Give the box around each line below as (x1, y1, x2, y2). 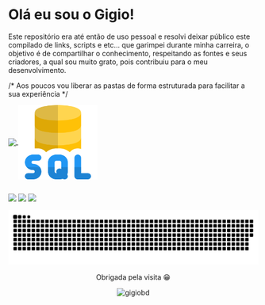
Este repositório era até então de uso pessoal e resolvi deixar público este (8, 32, 251, 41)
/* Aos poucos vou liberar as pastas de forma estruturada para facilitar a (8, 81, 246, 90)
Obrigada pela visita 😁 (96, 273, 171, 282)
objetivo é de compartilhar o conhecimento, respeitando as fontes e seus (8, 48, 248, 58)
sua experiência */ (8, 89, 69, 98)
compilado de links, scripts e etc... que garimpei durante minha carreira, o (8, 40, 250, 49)
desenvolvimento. (8, 65, 67, 74)
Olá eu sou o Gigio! (8, 6, 135, 24)
